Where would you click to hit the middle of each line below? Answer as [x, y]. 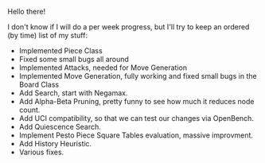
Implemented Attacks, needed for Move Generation [103, 68]
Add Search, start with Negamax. [73, 93]
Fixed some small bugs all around [74, 59]
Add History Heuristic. [55, 144]
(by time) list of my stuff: [48, 35]
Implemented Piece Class [60, 50]
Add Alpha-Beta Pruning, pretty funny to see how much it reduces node [136, 101]
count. [29, 110]
